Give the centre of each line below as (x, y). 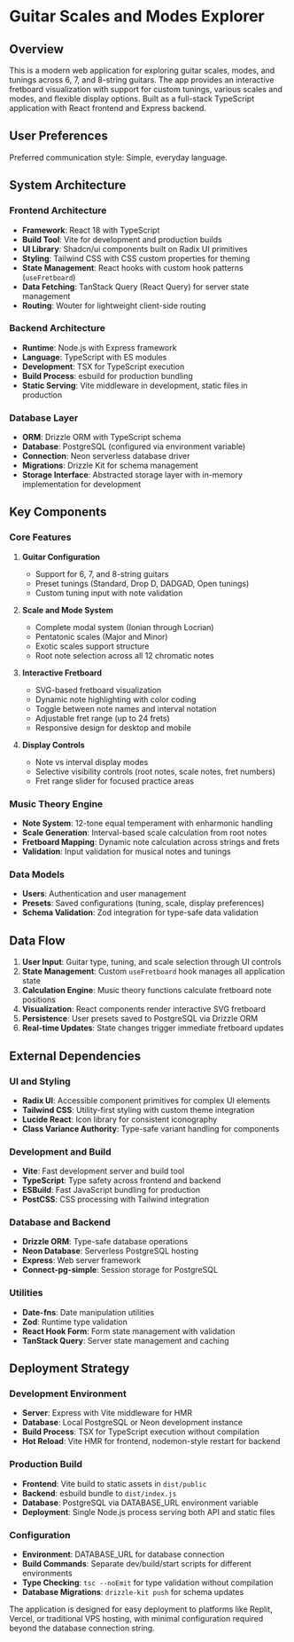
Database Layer (44, 417)
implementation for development (81, 485)
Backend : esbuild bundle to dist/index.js (99, 1493)
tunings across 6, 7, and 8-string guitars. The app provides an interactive (142, 80)
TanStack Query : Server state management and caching (125, 1340)
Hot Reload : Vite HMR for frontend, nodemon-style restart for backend (151, 1441)
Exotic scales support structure (92, 646)
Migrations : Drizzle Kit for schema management (110, 466)
